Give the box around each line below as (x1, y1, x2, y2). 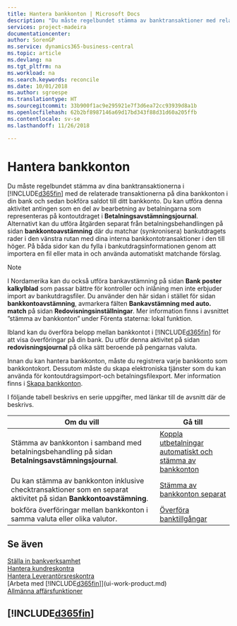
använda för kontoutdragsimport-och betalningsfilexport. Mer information (7, 372, 221, 380)
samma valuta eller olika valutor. (11, 514, 118, 524)
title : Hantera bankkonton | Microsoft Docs (7, 10, 140, 18)
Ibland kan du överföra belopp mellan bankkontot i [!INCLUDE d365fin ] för (7, 328, 221, 336)
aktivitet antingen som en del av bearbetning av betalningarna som (7, 204, 202, 213)
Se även (7, 538, 44, 550)
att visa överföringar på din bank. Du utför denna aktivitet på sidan (7, 336, 200, 344)
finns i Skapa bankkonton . (7, 379, 83, 388)
